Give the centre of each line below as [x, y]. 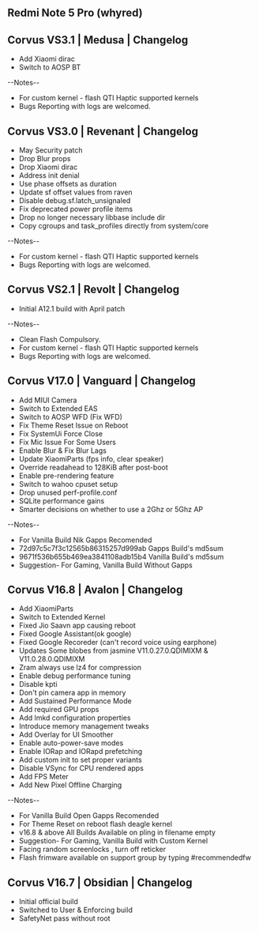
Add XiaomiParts [46, 609]
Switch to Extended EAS [58, 408]
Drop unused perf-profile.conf [68, 492]
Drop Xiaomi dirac [48, 167]
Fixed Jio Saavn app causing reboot [77, 626]
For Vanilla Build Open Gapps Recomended [89, 816]
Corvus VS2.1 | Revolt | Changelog [93, 290]
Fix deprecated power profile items [76, 209]
